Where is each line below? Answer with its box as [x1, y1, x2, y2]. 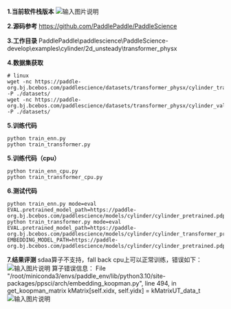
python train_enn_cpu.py [7, 168, 78, 175]
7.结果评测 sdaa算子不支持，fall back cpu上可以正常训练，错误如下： [7, 255, 203, 264]
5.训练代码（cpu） [7, 154, 60, 162]
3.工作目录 [7, 36, 38, 45]
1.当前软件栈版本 [7, 8, 54, 15]
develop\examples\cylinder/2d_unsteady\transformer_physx [7, 45, 177, 52]
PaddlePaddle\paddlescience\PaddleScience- [38, 36, 168, 45]
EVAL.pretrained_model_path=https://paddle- [7, 206, 137, 213]
